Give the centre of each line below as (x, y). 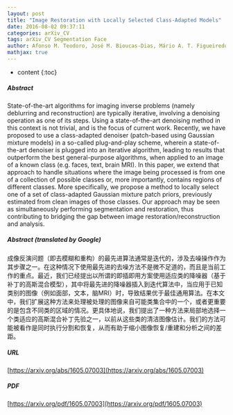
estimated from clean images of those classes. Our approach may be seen (113, 202)
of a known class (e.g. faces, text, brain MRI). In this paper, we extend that (113, 165)
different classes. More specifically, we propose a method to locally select (113, 187)
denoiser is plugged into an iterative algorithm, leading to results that (127, 149)
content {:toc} (37, 72)
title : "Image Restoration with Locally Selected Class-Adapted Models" (114, 20)
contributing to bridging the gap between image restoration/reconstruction (114, 216)
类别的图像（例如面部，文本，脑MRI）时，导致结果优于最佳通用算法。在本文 (116, 293)
